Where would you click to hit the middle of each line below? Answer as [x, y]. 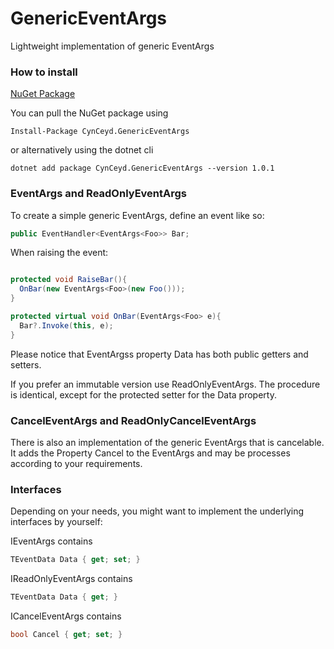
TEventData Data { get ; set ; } [75, 560]
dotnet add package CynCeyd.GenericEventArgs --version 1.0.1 [142, 168]
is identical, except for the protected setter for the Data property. [143, 394]
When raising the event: [59, 253]
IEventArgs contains [51, 541]
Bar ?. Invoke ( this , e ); [66, 325]
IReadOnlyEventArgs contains [71, 579]
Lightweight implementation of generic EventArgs [112, 46]
